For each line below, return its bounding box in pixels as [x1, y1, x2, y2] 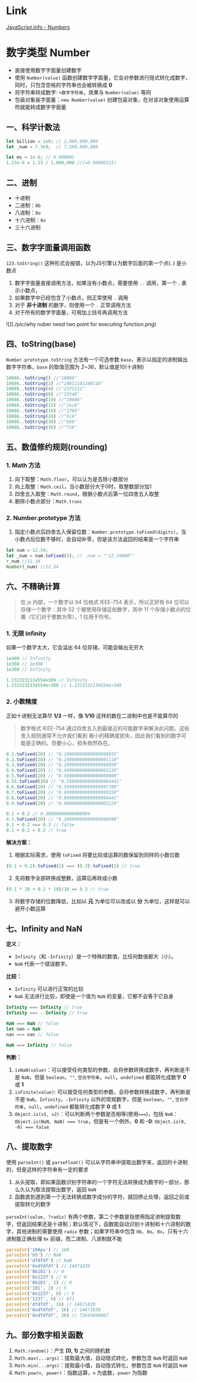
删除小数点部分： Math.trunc [14, 498, 83, 505]
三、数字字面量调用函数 [6, 243, 91, 253]
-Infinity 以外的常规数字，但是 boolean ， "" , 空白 [65, 1095, 185, 1102]
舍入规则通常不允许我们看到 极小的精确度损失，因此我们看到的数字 [20, 732, 182, 739]
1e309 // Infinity [6, 667, 51, 672]
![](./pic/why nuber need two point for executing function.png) [6, 320, 157, 327]
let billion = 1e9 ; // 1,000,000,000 [6, 138, 98, 144]
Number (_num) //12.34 [6, 564, 59, 569]
